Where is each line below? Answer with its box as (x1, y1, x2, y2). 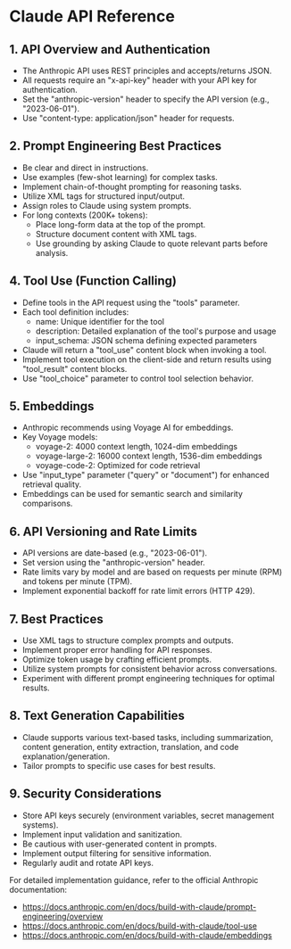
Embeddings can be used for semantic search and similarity (21, 489, 244, 499)
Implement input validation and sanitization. (21, 829, 183, 839)
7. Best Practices (9, 611, 104, 626)
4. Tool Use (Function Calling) (9, 274, 177, 289)
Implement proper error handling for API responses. (21, 645, 212, 656)
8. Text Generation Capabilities (9, 708, 186, 723)
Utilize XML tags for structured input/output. (21, 190, 186, 202)
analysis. (35, 247, 69, 258)
